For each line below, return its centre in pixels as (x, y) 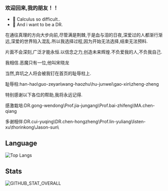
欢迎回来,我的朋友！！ (32, 8)
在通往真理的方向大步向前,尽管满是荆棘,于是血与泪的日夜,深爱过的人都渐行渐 (84, 35)
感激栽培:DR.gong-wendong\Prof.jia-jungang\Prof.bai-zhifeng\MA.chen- (80, 106)
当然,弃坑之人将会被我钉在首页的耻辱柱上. (48, 74)
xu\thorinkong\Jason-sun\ (32, 128)
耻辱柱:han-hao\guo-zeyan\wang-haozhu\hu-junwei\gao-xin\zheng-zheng (82, 84)
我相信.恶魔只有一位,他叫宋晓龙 (37, 63)
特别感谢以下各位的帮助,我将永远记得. (44, 95)
